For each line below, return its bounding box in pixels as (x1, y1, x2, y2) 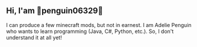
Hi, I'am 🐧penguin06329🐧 (6, 6, 104, 16)
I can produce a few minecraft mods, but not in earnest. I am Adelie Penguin (6, 21, 192, 28)
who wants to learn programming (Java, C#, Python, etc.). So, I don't (6, 28, 174, 35)
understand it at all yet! (6, 33, 62, 41)
